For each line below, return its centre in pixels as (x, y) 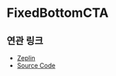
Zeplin (26, 58)
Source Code (36, 65)
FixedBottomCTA (58, 13)
